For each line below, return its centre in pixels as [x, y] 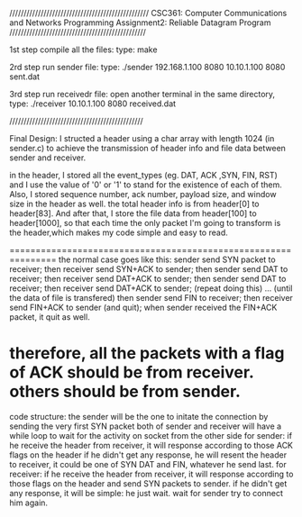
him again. [28, 503]
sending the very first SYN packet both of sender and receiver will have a [146, 426]
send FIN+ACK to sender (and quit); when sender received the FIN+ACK [143, 307]
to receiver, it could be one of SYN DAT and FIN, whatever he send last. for [148, 464]
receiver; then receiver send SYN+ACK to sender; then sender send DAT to [149, 269]
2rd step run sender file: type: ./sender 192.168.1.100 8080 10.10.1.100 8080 [147, 67]
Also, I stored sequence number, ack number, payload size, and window [143, 194]
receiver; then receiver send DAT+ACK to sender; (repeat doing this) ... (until [151, 288]
